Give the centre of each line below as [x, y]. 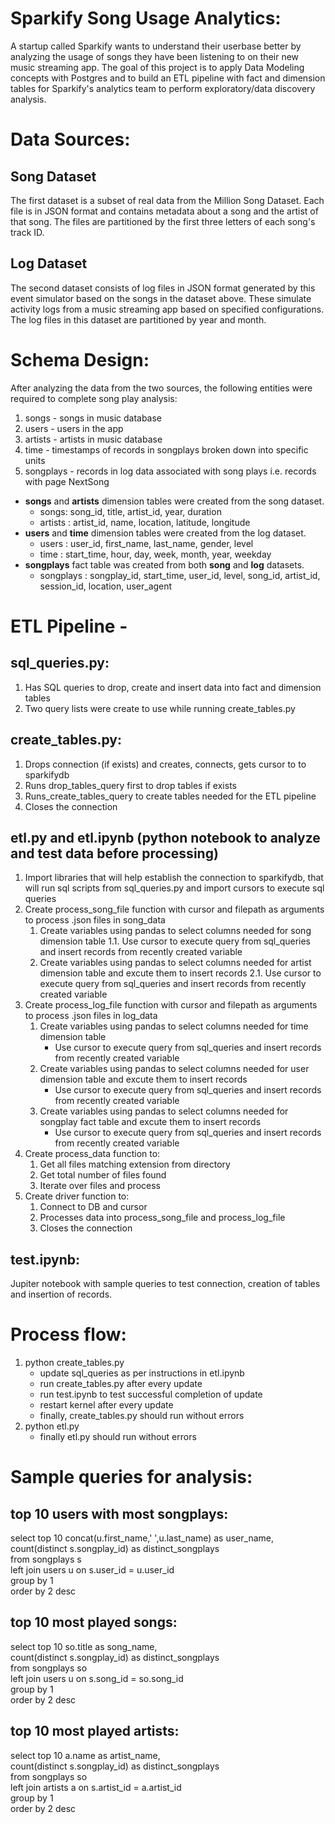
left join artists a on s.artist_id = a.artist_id [96, 1787]
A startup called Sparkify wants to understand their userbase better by [156, 46]
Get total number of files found [103, 1175]
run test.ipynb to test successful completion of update [151, 1394]
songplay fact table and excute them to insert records [150, 1122]
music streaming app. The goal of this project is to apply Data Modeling [157, 67]
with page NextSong [67, 481]
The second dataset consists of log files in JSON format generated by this [163, 288]
